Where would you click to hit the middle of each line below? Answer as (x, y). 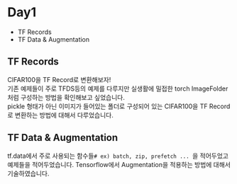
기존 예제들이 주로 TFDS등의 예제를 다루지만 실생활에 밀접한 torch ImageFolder (118, 88)
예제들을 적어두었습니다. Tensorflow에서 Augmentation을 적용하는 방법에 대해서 (119, 164)
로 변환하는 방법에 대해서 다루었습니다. (60, 115)
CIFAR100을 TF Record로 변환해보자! (59, 79)
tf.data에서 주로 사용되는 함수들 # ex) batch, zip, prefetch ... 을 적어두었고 (118, 156)
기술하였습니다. (28, 173)
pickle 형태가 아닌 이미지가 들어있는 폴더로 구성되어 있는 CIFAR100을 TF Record (119, 106)
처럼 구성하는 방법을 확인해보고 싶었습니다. (66, 97)
